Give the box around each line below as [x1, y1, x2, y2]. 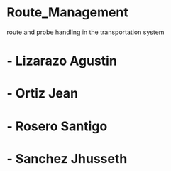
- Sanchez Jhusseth [6, 150, 128, 167]
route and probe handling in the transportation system [6, 28, 165, 36]
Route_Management [6, 4, 128, 21]
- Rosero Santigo [6, 118, 108, 134]
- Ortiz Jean [6, 85, 79, 102]
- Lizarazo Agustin [6, 53, 118, 69]
